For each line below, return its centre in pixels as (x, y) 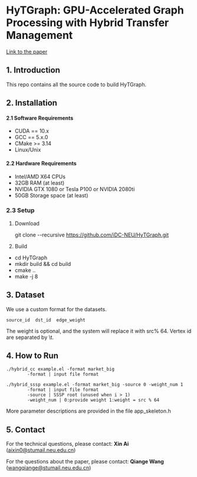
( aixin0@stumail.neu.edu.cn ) (41, 450)
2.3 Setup (20, 210)
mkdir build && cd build (43, 264)
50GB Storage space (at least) (51, 195)
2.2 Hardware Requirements (41, 163)
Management (40, 35)
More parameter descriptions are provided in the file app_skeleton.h (88, 411)
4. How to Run (32, 356)
